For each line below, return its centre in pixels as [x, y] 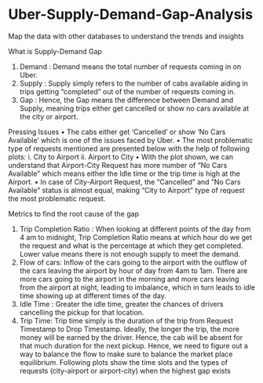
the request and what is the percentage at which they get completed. [131, 246]
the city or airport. [49, 116]
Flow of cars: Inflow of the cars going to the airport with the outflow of [133, 262]
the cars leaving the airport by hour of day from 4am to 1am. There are [133, 270]
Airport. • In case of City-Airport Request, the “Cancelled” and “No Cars [124, 181]
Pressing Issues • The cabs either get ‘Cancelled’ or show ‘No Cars [117, 132]
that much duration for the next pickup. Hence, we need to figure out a [134, 345]
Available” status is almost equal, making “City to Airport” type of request [126, 190]
